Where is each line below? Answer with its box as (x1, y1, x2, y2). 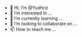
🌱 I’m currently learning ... (9, 15, 63, 21)
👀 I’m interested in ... (9, 10, 52, 16)
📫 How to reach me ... (9, 26, 56, 32)
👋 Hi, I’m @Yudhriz (9, 5, 49, 10)
